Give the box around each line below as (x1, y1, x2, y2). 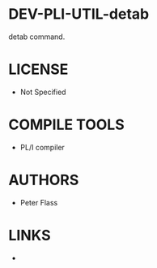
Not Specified (19, 87, 66, 97)
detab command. (8, 32, 66, 41)
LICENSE (8, 60, 69, 79)
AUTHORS (8, 171, 79, 189)
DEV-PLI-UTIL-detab (8, 5, 150, 24)
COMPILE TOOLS (8, 115, 125, 134)
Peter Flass (19, 197, 58, 207)
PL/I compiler (19, 142, 65, 152)
